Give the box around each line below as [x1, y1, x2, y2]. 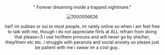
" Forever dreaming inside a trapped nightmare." [33, 4, 132, 10]
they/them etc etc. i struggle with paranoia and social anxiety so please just [5, 39, 159, 45]
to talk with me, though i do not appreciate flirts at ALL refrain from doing [7, 29, 157, 34]
